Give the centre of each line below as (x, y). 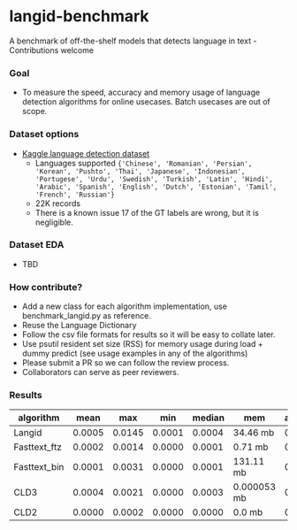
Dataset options (44, 134)
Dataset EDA (37, 245)
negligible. (54, 222)
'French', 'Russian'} (75, 195)
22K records (58, 203)
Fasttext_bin (39, 467)
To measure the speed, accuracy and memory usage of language (141, 92)
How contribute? (46, 287)
